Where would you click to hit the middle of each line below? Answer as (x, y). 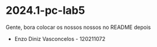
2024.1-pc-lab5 (45, 11)
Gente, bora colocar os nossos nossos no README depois (78, 27)
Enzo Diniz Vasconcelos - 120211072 (60, 39)
